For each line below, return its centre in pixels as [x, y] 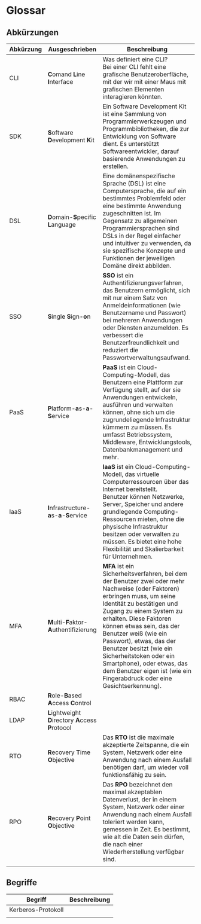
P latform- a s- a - [71, 408]
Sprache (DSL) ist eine [134, 183]
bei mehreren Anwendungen [143, 320]
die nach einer [123, 844]
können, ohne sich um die [139, 412]
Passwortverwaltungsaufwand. [146, 358]
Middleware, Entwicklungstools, [147, 442]
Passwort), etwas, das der [139, 641]
